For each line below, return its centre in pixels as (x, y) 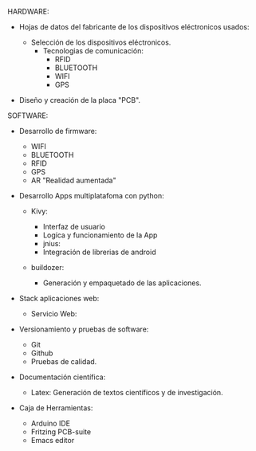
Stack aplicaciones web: (59, 298)
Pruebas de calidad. (64, 361)
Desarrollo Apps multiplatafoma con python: (91, 196)
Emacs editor (53, 440)
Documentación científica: (62, 377)
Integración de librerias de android (99, 252)
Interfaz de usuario (74, 227)
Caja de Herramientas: (56, 408)
